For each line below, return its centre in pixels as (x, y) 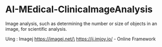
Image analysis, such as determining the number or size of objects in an (81, 24)
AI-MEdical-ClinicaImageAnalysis (79, 9)
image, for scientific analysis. (36, 29)
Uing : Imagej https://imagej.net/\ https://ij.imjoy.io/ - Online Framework (80, 39)
